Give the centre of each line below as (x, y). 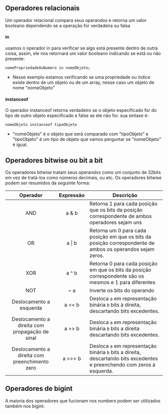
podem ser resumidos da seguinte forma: (48, 183)
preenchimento (31, 362)
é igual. (20, 145)
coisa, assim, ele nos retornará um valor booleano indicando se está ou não (83, 53)
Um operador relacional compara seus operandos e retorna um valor (76, 20)
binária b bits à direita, (115, 305)
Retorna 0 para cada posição (123, 264)
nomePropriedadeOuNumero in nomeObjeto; (48, 68)
